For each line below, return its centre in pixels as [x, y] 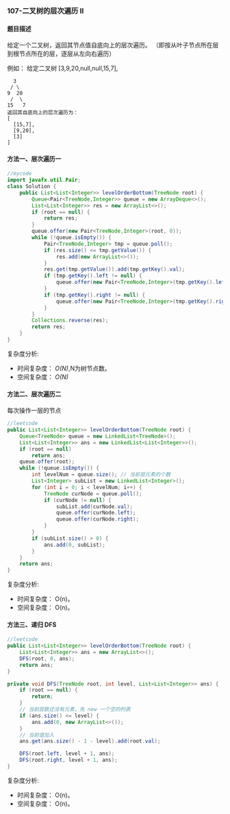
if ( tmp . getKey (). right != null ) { [94, 295]
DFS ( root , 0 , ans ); [47, 658]
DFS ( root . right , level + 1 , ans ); [68, 760]
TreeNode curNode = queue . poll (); [93, 494]
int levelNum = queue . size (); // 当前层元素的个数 [101, 475]
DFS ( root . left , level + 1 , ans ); [67, 754]
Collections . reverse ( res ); [70, 321]
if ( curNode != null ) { [77, 500]
